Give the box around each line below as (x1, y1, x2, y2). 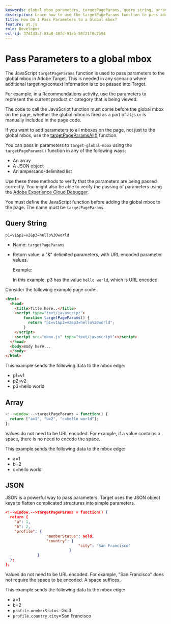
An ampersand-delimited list (12, 168, 72, 174)
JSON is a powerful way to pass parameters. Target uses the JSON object (5, 494, 160, 501)
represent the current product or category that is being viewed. (5, 96, 138, 102)
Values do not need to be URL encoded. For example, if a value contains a (5, 430, 160, 436)
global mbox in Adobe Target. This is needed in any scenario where (5, 75, 147, 82)
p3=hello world (12, 383, 45, 389)
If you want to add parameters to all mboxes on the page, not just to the (5, 127, 155, 133)
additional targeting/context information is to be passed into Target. (5, 81, 147, 87)
